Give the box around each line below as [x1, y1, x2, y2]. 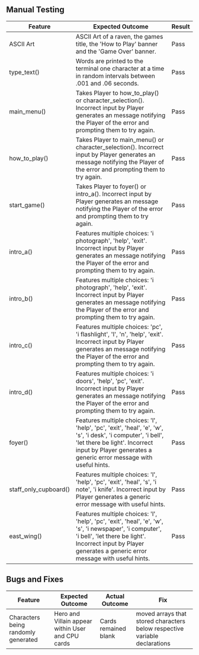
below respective [136, 624, 184, 632]
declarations [136, 639, 171, 647]
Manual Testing [6, 5, 65, 15]
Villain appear [54, 617, 92, 625]
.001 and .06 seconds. [76, 79, 139, 87]
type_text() [9, 68, 40, 76]
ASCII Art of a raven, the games [76, 32, 163, 40]
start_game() [9, 201, 46, 209]
